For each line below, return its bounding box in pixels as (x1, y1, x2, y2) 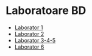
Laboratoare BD (5, 4, 87, 18)
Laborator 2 (14, 30, 44, 37)
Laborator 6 (14, 43, 44, 51)
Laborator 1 (14, 24, 43, 31)
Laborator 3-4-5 (14, 37, 56, 44)
